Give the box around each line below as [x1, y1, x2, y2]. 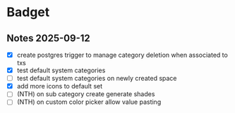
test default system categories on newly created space [16, 74, 177, 83]
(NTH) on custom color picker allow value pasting [16, 98, 162, 106]
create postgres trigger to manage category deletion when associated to [16, 51, 229, 59]
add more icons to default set [16, 82, 103, 91]
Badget [6, 4, 50, 20]
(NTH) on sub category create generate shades [16, 90, 155, 98]
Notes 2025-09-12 [6, 32, 91, 44]
